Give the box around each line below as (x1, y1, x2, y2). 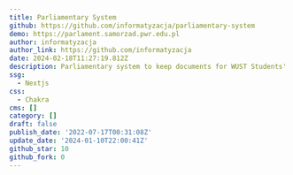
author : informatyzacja (9, 37, 97, 47)
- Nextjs (17, 79, 50, 87)
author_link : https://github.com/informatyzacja (9, 46, 192, 55)
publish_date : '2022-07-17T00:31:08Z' (9, 128, 152, 137)
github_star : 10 (9, 144, 69, 153)
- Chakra (17, 95, 50, 104)
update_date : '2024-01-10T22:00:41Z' (9, 136, 149, 145)
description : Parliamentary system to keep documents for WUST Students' (9, 63, 288, 72)
